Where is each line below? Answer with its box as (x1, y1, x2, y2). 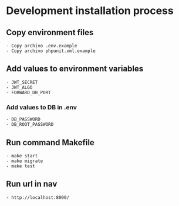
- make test (6, 163, 35, 169)
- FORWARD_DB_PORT (6, 90, 51, 95)
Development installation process (6, 4, 174, 18)
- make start (6, 153, 38, 159)
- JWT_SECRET (6, 79, 38, 85)
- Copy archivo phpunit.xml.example (6, 48, 96, 54)
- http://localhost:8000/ (6, 194, 69, 200)
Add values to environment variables (6, 64, 144, 74)
